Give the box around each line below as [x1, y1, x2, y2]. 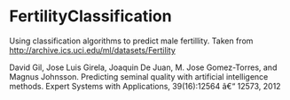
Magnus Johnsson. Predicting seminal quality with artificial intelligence [9, 71, 269, 81]
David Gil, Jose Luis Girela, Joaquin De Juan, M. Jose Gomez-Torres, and [9, 62, 278, 73]
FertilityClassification [9, 6, 172, 27]
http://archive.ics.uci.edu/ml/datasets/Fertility [9, 44, 176, 55]
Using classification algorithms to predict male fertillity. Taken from [9, 35, 254, 46]
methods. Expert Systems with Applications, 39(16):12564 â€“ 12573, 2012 [9, 81, 281, 91]
